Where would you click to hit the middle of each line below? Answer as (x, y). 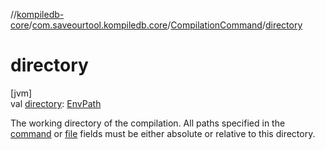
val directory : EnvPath (56, 103)
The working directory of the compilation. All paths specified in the (148, 123)
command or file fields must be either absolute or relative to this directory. (163, 133)
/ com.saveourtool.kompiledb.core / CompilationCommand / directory (165, 25)
